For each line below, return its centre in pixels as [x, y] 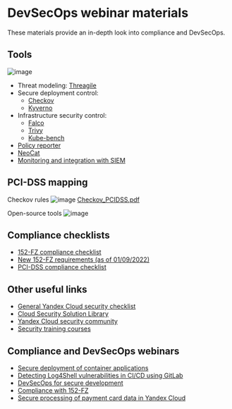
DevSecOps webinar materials [98, 13]
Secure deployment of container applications [83, 368]
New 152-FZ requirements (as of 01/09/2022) [84, 260]
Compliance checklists [59, 235]
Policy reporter [39, 145]
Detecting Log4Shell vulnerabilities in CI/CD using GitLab [100, 376]
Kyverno [40, 108]
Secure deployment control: [58, 92]
